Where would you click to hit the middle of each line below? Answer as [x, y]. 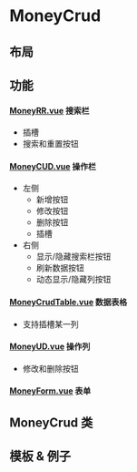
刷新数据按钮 [60, 268]
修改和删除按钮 [50, 368]
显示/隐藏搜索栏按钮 [73, 257]
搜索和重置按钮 [50, 144]
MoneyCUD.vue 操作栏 [53, 166]
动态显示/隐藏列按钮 [73, 280]
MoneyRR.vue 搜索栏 [49, 110]
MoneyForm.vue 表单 [50, 391]
